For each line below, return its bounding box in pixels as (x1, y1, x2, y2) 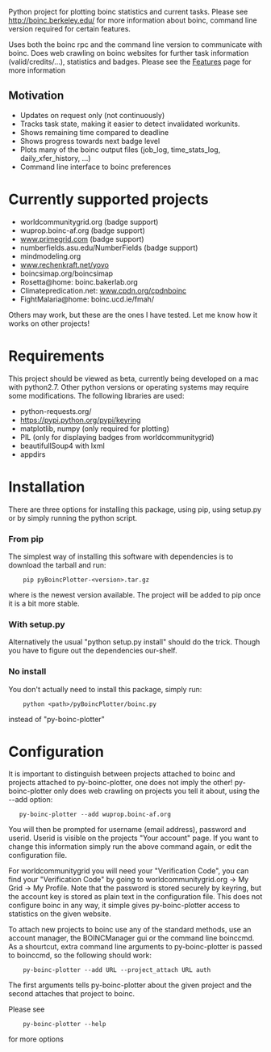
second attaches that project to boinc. (8, 989, 135, 999)
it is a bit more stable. (8, 598, 80, 608)
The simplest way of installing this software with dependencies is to (8, 551, 234, 561)
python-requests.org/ (19, 406, 92, 416)
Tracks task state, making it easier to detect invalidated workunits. (19, 119, 240, 129)
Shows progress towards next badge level (19, 136, 161, 146)
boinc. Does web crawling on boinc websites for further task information (8, 49, 249, 57)
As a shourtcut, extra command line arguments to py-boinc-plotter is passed (8, 942, 263, 952)
